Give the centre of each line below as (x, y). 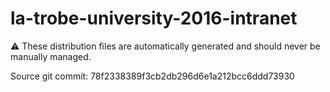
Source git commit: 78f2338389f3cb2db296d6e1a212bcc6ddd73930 (152, 76)
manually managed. (51, 56)
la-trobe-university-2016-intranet (154, 18)
